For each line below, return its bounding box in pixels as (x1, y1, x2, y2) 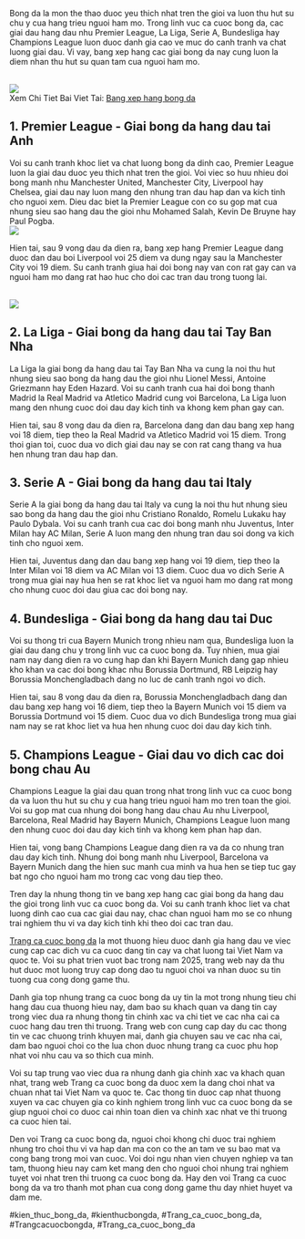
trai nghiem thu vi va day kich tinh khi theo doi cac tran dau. (9, 918, 234, 929)
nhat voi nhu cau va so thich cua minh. (9, 1050, 155, 1061)
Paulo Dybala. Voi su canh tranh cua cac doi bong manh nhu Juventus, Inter (9, 519, 294, 530)
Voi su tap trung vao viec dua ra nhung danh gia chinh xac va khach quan (9, 1068, 285, 1079)
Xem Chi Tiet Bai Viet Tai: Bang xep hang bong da (9, 93, 196, 103)
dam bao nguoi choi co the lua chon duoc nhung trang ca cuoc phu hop (9, 1040, 280, 1051)
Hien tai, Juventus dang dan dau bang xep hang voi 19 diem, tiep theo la (9, 555, 280, 566)
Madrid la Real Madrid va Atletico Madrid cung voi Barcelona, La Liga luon (9, 392, 287, 403)
